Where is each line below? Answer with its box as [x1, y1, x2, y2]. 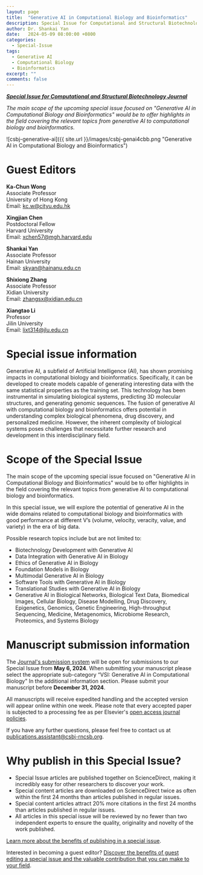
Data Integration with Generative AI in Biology [14, 552, 129, 560]
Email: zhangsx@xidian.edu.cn [6, 295, 83, 303]
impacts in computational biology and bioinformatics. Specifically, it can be [6, 374, 193, 381]
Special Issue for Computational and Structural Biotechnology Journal [6, 93, 188, 100]
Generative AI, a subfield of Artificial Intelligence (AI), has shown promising [6, 367, 193, 375]
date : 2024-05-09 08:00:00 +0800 [6, 31, 96, 37]
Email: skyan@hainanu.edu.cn [6, 264, 82, 272]
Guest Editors [6, 163, 77, 177]
